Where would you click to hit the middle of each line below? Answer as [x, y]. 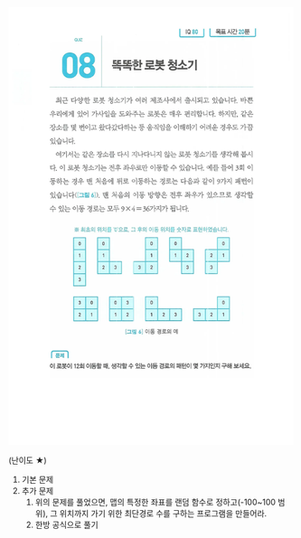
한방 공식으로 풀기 [66, 524]
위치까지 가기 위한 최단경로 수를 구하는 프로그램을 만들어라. [163, 513]
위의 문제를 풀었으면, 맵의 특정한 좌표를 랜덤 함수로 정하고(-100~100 [155, 502]
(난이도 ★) [28, 460]
